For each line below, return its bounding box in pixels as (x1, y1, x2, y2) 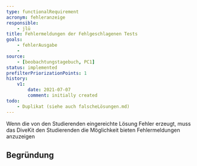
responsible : (6, 20, 39, 26)
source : (6, 53, 26, 59)
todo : (6, 98, 20, 104)
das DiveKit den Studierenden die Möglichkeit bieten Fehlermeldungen (6, 126, 181, 134)
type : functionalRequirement (6, 8, 79, 15)
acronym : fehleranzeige (6, 14, 66, 20)
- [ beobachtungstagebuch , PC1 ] (17, 59, 95, 65)
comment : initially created (28, 92, 98, 98)
